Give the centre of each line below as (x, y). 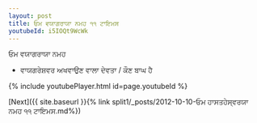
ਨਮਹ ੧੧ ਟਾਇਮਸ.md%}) (45, 111)
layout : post (30, 16)
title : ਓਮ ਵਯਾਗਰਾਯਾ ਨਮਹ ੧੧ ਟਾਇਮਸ (64, 23)
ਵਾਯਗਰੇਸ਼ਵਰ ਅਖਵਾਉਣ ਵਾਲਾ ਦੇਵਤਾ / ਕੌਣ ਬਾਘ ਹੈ (86, 70)
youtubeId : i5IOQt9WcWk (48, 31)
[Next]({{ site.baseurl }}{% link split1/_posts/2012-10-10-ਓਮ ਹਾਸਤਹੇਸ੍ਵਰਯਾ (128, 102)
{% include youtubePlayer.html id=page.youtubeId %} (98, 87)
